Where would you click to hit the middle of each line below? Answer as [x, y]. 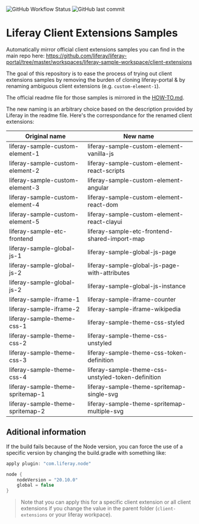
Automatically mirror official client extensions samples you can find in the [95, 49]
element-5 [24, 221]
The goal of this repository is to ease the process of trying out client [89, 73]
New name [139, 136]
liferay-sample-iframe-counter [131, 299]
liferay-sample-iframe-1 [44, 299]
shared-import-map [116, 239]
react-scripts [106, 171]
